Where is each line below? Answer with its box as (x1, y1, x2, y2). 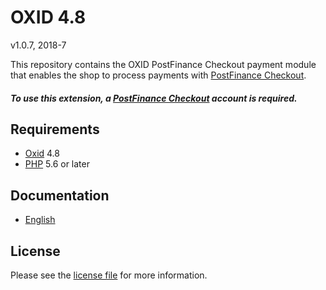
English (24, 214, 56, 226)
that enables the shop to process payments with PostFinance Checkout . (10, 69, 307, 81)
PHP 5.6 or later (24, 158, 90, 170)
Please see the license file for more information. (10, 269, 208, 281)
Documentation (10, 187, 110, 204)
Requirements (10, 121, 100, 138)
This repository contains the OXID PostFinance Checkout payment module (10, 58, 317, 70)
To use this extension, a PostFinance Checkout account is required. (10, 92, 298, 104)
